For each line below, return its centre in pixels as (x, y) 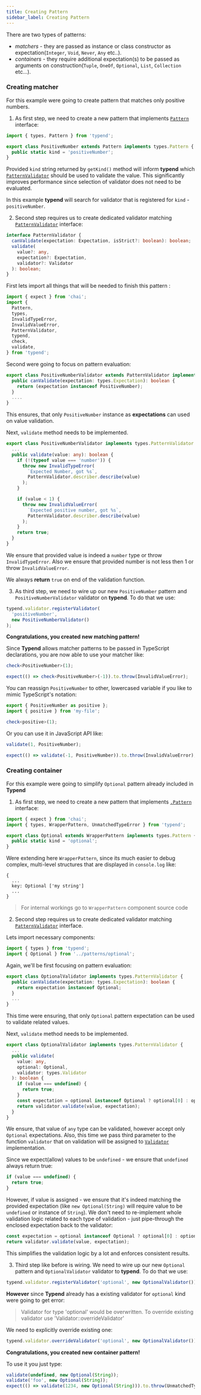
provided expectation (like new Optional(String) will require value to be (95, 1206)
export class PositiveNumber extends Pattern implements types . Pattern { (100, 147)
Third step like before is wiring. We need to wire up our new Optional (100, 1265)
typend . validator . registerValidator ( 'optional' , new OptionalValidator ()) (101, 1282)
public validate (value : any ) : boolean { (63, 455)
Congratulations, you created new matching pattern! (73, 637)
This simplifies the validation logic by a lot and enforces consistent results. (98, 1253)
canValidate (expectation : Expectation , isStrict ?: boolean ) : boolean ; (101, 241)
